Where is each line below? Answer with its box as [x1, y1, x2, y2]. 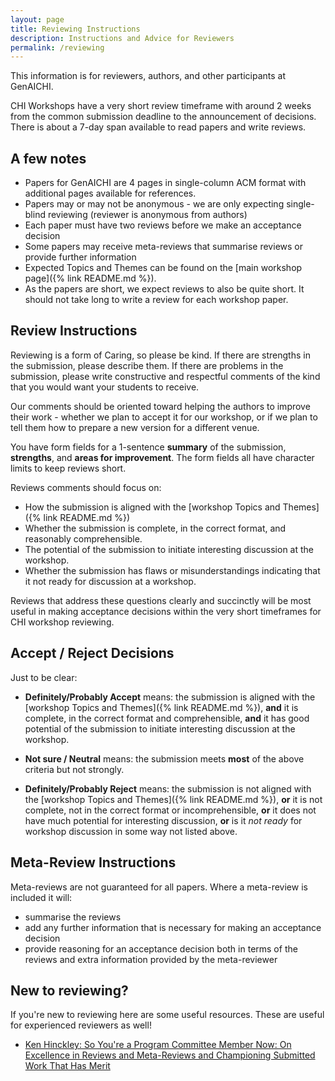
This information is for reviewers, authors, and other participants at [10, 70, 286, 82]
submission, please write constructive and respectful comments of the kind [10, 370, 321, 382]
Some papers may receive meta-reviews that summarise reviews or [24, 241, 303, 253]
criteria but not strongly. [24, 763, 125, 775]
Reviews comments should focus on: [10, 481, 162, 493]
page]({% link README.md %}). [24, 272, 157, 285]
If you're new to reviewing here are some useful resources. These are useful [10, 1009, 325, 1021]
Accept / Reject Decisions [10, 645, 175, 662]
